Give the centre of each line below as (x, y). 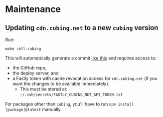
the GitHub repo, (29, 68)
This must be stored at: (44, 89)
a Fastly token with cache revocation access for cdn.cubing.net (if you (85, 78)
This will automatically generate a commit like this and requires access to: (81, 58)
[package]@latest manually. (34, 109)
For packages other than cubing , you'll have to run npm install (70, 104)
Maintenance (33, 9)
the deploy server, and (35, 73)
